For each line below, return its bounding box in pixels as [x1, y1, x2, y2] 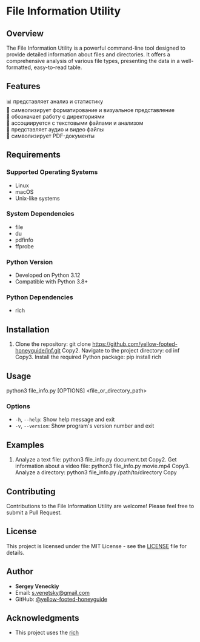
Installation [6, 324, 50, 334]
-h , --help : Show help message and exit [15, 416, 115, 423]
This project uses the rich [15, 629, 79, 637]
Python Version [6, 257, 53, 266]
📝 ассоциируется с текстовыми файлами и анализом [6, 119, 144, 127]
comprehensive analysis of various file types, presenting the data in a [6, 58, 180, 64]
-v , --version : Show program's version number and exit [15, 422, 155, 429]
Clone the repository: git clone [15, 340, 91, 348]
